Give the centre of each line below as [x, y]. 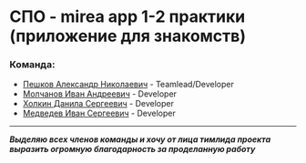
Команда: [32, 65]
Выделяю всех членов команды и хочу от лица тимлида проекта [140, 139]
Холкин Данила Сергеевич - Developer [98, 104]
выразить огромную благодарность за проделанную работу [133, 149]
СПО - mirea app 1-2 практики [127, 17]
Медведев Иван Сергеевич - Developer [99, 113]
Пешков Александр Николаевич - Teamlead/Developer [128, 85]
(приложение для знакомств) [127, 36]
